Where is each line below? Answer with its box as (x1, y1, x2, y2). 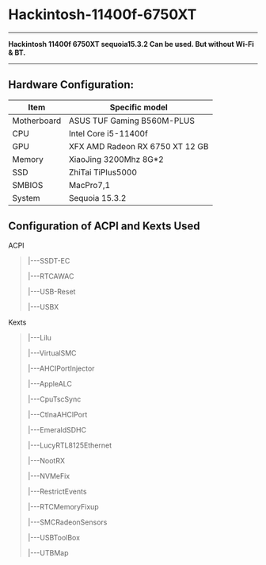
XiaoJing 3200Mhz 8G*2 (68, 153, 164, 164)
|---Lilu (27, 332, 51, 342)
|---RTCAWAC (27, 271, 74, 281)
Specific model (109, 102, 168, 113)
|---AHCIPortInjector (27, 363, 95, 373)
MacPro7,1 (68, 179, 111, 190)
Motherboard (12, 115, 62, 126)
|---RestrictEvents (27, 486, 87, 496)
